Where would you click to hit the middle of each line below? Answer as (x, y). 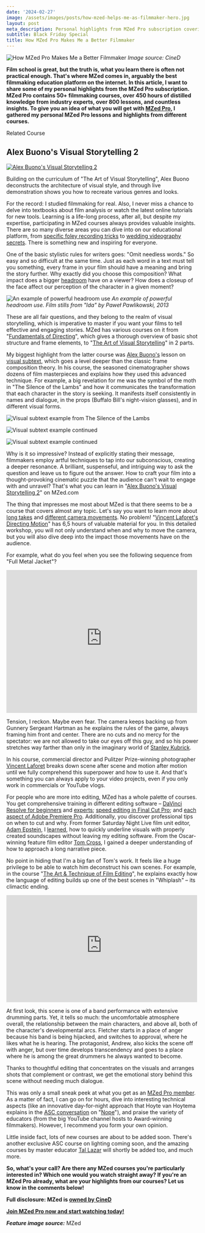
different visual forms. (34, 406)
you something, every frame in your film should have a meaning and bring (99, 267)
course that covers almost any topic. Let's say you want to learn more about (102, 510)
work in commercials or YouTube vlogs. (56, 785)
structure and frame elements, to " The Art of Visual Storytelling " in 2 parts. (100, 343)
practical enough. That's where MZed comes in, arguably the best (92, 76)
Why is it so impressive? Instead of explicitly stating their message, (91, 453)
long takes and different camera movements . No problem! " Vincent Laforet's (102, 517)
